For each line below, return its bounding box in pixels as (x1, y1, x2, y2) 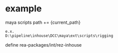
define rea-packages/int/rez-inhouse (5, 42, 82, 48)
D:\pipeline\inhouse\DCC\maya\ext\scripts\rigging (5, 33, 113, 38)
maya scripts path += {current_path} (5, 19, 81, 25)
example (5, 3, 42, 14)
